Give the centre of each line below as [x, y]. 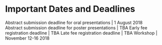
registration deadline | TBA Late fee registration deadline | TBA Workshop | [81, 33]
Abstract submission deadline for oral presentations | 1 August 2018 [74, 22]
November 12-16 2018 [27, 38]
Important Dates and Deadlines [70, 9]
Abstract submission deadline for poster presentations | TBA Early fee [76, 27]
